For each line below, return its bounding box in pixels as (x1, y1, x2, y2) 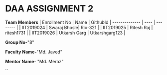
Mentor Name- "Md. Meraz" (5, 58, 64, 64)
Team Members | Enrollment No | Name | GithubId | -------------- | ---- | (5, 19, 156, 25)
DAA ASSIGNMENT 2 (5, 3, 94, 14)
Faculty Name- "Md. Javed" (5, 49, 62, 55)
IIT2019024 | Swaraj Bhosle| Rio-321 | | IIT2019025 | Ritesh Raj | (21, 24, 153, 30)
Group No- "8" (5, 39, 34, 45)
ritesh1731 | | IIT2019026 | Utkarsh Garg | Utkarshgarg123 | (5, 30, 126, 36)
